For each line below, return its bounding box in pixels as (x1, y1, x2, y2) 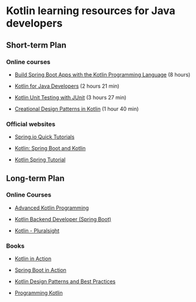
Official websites (6, 120, 56, 128)
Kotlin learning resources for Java (6, 4, 175, 18)
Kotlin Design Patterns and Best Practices (14, 278, 116, 285)
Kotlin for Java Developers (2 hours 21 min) (14, 82, 119, 89)
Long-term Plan (6, 173, 65, 183)
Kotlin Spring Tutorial (14, 156, 66, 163)
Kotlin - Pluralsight (14, 227, 60, 234)
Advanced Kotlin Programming (14, 204, 89, 211)
